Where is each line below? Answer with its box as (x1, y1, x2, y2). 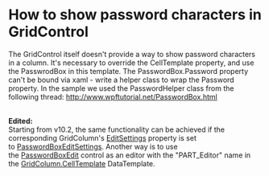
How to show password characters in (8, 6, 262, 24)
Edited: (8, 116, 33, 125)
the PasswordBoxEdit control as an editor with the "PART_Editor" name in (8, 150, 251, 160)
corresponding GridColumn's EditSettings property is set (8, 133, 197, 142)
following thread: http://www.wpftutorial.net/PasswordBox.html (8, 92, 217, 101)
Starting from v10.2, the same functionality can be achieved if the (8, 125, 226, 134)
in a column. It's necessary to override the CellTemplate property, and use (8, 58, 255, 68)
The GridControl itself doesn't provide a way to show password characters (8, 49, 256, 59)
